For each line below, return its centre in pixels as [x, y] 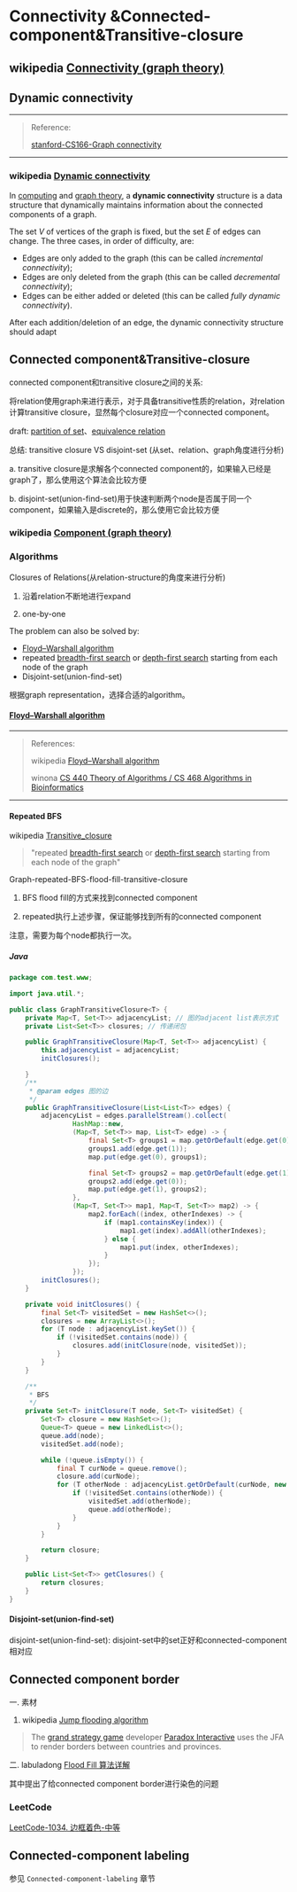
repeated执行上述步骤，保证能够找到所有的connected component [142, 917]
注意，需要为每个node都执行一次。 [73, 935]
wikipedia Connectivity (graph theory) [117, 68]
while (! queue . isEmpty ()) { [92, 1460]
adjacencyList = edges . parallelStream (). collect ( [134, 1116]
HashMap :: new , [98, 1124]
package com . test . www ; [51, 978]
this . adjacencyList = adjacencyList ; [110, 1051]
